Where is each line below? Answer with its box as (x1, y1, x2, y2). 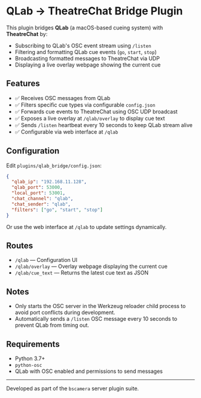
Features (6, 79, 40, 89)
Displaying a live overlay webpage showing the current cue (14, 61, 161, 68)
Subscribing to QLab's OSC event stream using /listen (14, 42, 151, 49)
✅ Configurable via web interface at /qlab (14, 128, 118, 135)
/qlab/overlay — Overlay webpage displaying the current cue (14, 263, 167, 270)
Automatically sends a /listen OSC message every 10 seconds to (14, 315, 178, 322)
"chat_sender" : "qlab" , (11, 201, 71, 207)
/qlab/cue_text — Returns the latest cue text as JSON (14, 269, 149, 276)
